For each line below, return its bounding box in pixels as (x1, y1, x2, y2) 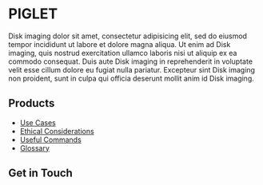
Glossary (19, 143, 50, 152)
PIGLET (8, 5, 58, 23)
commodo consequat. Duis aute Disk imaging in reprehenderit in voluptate (8, 57, 253, 66)
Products (8, 96, 55, 110)
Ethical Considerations (19, 126, 94, 136)
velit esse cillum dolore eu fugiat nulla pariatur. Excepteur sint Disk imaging (8, 65, 256, 74)
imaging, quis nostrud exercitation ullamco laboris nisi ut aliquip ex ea (8, 48, 237, 57)
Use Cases (19, 117, 56, 128)
